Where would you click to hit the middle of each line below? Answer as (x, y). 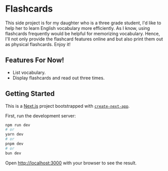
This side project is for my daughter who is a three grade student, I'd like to (83, 23)
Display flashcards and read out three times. (59, 78)
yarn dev (14, 135)
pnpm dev (14, 144)
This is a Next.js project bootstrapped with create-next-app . (68, 106)
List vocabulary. (29, 72)
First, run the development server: (41, 116)
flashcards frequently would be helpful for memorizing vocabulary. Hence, (83, 33)
